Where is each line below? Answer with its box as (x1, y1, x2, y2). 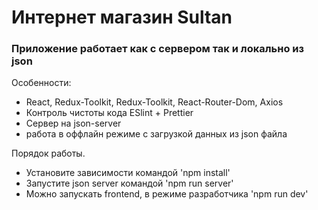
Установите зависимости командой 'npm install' (25, 167, 231, 179)
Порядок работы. (11, 147, 86, 160)
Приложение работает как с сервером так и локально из (11, 42, 305, 56)
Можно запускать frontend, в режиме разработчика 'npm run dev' (25, 188, 309, 200)
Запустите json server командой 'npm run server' (25, 177, 234, 190)
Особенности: (11, 77, 72, 89)
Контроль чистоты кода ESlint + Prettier (25, 107, 194, 119)
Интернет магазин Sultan (11, 6, 233, 29)
